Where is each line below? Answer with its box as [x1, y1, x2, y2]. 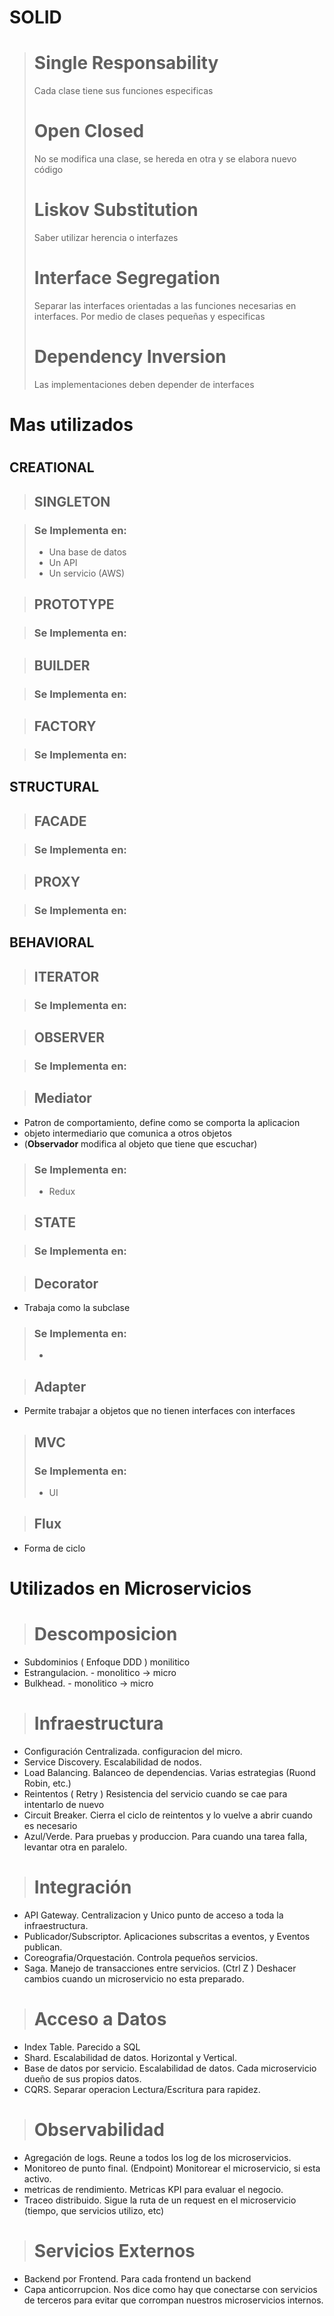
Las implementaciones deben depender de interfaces [33, 378, 255, 390]
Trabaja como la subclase [23, 1302, 131, 1314]
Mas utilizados [9, 414, 134, 436]
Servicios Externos [33, 2239, 196, 2262]
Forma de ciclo [23, 1542, 86, 1554]
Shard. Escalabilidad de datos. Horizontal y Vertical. [23, 2051, 237, 2063]
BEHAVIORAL [9, 934, 95, 951]
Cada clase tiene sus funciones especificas [33, 85, 214, 97]
